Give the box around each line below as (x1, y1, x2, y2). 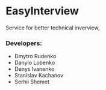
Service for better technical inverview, (5, 24, 100, 31)
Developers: (5, 39, 43, 47)
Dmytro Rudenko (14, 53, 57, 60)
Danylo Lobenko (14, 59, 55, 67)
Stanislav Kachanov (14, 72, 64, 79)
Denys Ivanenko (14, 65, 55, 73)
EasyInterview (5, 4, 79, 18)
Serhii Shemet (14, 78, 49, 85)
